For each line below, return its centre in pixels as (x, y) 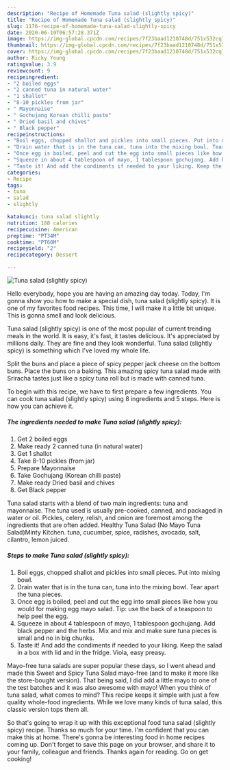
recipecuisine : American (42, 229)
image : (16, 39)
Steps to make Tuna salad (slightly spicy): (68, 555)
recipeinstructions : (37, 134)
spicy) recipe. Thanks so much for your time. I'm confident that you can (108, 730)
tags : (15, 185)
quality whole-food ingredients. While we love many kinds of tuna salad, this (115, 702)
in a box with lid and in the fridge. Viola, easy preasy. (91, 652)
